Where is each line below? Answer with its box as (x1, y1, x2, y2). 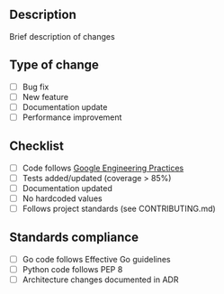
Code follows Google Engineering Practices (22, 162, 184, 173)
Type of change (9, 58, 99, 73)
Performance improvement (22, 112, 122, 123)
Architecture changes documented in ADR (22, 274, 179, 285)
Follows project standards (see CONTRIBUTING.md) (22, 203, 216, 214)
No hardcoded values (22, 193, 103, 204)
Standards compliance (9, 230, 139, 245)
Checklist (9, 139, 65, 154)
